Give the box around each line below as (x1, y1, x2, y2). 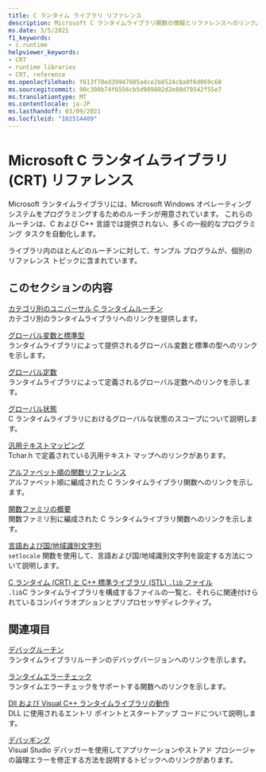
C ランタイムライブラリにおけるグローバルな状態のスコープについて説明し (8, 413, 251, 423)
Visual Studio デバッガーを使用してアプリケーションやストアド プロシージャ (8, 745, 256, 755)
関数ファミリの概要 (8, 504, 71, 513)
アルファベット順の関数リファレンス (8, 467, 127, 477)
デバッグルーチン (8, 645, 64, 655)
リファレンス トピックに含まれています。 (8, 255, 141, 265)
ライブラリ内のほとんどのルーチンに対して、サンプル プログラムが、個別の (8, 245, 253, 255)
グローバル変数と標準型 (8, 330, 85, 340)
